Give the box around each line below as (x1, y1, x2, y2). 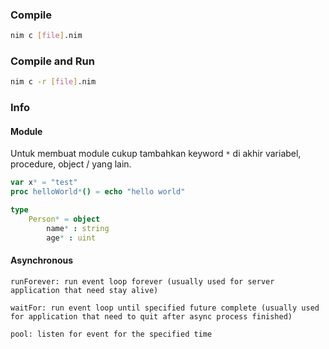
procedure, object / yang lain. (10, 158, 132, 170)
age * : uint (46, 233, 97, 243)
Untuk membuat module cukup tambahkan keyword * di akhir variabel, (10, 148, 302, 160)
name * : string (46, 223, 110, 233)
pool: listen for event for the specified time (10, 329, 213, 339)
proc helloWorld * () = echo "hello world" (10, 187, 186, 197)
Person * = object (28, 214, 101, 225)
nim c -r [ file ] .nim (10, 77, 97, 87)
